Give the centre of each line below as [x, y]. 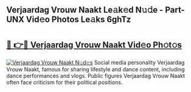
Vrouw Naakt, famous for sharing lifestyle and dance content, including [95, 69]
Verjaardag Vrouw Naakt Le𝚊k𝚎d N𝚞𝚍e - [85, 10]
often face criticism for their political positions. [64, 82]
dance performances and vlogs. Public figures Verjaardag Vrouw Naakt [96, 76]
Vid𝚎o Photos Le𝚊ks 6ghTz [78, 20]
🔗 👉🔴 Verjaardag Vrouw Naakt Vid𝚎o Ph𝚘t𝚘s [94, 45]
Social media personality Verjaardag [139, 62]
